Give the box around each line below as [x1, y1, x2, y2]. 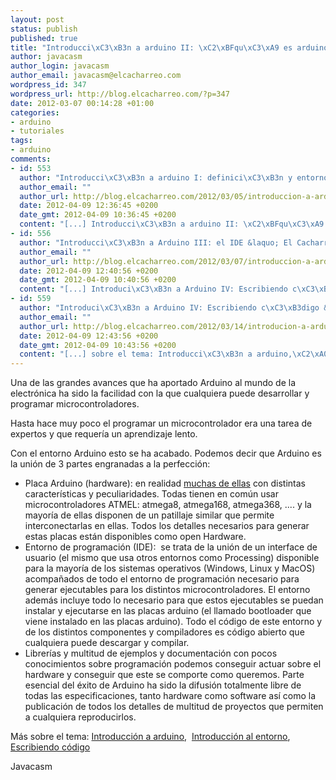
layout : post [10, 14, 65, 25]
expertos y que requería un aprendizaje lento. [10, 428, 198, 440]
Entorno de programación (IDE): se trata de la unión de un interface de [24, 541, 318, 553]
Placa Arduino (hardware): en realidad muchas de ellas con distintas [24, 477, 306, 490]
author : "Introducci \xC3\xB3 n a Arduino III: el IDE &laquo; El [19, 237, 293, 248]
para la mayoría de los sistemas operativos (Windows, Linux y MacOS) [24, 562, 316, 575]
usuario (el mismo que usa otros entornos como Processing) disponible [24, 552, 320, 564]
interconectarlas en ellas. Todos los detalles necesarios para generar [24, 520, 310, 532]
